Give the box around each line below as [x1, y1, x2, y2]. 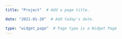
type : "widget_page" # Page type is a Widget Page [5, 26, 117, 31]
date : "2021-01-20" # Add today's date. [5, 16, 95, 22]
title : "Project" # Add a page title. [5, 7, 90, 13]
